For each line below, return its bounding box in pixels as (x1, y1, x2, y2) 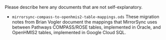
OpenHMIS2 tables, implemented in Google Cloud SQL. (12, 30, 126, 35)
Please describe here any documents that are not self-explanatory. (5, 4, 143, 10)
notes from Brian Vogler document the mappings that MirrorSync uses (12, 19, 157, 25)
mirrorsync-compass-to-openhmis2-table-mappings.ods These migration (12, 14, 159, 19)
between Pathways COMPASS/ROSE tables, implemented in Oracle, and (12, 24, 161, 30)
